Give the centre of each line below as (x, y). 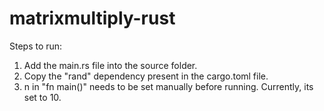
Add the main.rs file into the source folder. (110, 65)
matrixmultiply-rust (92, 18)
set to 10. (42, 97)
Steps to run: (36, 46)
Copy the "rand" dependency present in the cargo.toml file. (146, 76)
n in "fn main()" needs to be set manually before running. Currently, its (168, 86)
